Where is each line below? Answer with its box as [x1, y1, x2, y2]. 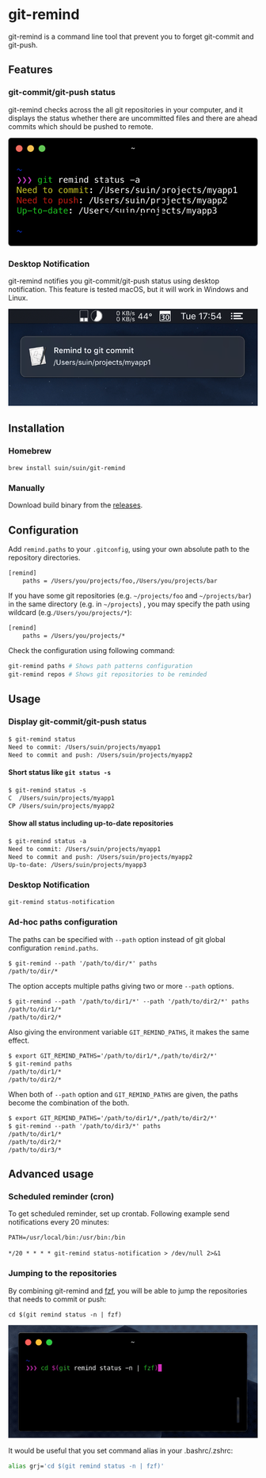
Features [8, 63, 53, 77]
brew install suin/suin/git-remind [8, 465, 126, 473]
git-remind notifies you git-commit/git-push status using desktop [8, 276, 220, 286]
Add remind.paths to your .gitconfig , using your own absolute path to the [8, 545, 250, 554]
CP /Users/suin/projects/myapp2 [8, 802, 115, 810]
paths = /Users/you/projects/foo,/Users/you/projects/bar [22, 577, 218, 585]
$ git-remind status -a [8, 838, 87, 845]
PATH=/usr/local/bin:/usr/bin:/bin [8, 1233, 126, 1242]
